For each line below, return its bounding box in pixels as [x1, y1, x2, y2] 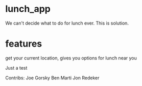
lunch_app [5, 3, 51, 15]
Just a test [5, 64, 28, 71]
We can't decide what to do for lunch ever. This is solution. [5, 20, 129, 26]
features [5, 38, 42, 50]
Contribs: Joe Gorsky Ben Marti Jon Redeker [5, 75, 100, 81]
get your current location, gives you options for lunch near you [5, 55, 137, 61]
